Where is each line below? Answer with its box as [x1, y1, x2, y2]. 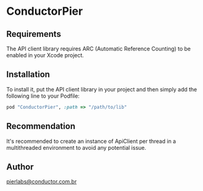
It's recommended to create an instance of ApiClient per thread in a [6, 137, 176, 145]
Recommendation [6, 121, 75, 131]
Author [6, 162, 34, 172]
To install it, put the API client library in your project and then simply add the [6, 85, 197, 93]
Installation [6, 69, 50, 80]
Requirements [6, 29, 61, 39]
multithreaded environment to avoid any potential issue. [6, 144, 147, 151]
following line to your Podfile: [6, 92, 80, 99]
